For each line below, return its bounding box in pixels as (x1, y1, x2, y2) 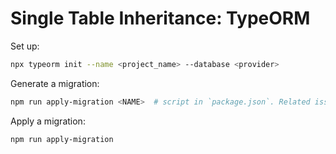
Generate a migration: (10, 77, 100, 89)
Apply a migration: (10, 115, 86, 127)
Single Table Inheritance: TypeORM (10, 7, 311, 30)
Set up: (10, 40, 40, 52)
